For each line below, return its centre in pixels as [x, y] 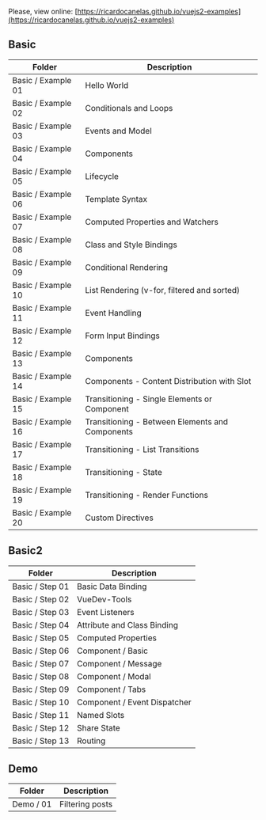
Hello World [107, 85]
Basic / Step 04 [41, 624]
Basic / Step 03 [41, 612]
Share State [98, 727]
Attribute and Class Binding [127, 624]
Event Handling [114, 313]
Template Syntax [116, 199]
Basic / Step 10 [41, 702]
